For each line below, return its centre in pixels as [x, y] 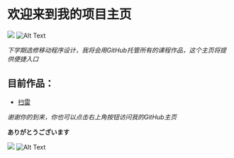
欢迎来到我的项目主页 [70, 15]
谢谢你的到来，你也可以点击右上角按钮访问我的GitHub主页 [92, 117]
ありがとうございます [38, 132]
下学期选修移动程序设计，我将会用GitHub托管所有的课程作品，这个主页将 [114, 50]
